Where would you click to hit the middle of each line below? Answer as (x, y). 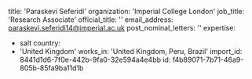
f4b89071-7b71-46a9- (208, 59)
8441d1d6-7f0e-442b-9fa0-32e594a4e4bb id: (95, 59)
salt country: (40, 43)
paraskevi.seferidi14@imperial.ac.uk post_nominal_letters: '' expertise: (122, 28)
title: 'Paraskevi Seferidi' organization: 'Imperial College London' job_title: (126, 11)
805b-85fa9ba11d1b (51, 68)
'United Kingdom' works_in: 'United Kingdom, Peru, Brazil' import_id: (131, 51)
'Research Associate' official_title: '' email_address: (91, 20)
